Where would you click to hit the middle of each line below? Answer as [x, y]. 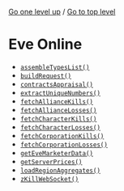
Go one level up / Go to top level [62, 12]
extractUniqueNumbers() [60, 93]
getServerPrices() [51, 162]
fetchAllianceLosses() [58, 110]
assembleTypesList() [55, 67]
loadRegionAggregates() [60, 170]
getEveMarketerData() [56, 153]
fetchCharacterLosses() [60, 127]
